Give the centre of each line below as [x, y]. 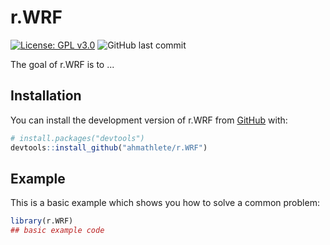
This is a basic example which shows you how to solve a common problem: [165, 203]
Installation [46, 96]
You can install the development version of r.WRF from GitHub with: [149, 120]
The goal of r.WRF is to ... [62, 64]
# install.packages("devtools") [77, 138]
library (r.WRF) [42, 221]
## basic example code [57, 231]
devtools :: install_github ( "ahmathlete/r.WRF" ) [109, 147]
